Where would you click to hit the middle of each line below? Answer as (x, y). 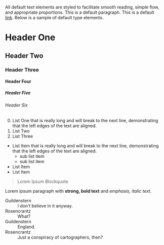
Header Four (18, 81)
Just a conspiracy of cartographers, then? (60, 237)
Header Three (22, 70)
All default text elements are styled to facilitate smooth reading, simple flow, (82, 7)
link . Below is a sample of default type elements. (54, 17)
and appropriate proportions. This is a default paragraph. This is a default (80, 12)
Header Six (17, 105)
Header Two (24, 55)
